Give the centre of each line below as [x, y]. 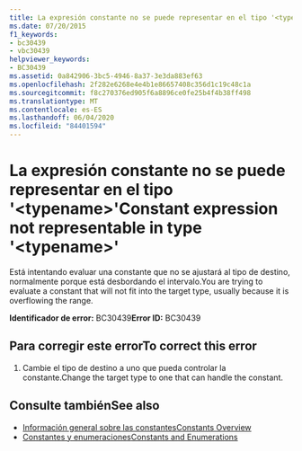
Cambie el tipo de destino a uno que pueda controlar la [124, 367]
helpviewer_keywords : [50, 59]
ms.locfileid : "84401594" [58, 127]
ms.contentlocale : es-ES [56, 110]
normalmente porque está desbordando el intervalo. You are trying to [136, 281]
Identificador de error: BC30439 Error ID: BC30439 [105, 318]
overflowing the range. [51, 300]
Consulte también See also [84, 406]
